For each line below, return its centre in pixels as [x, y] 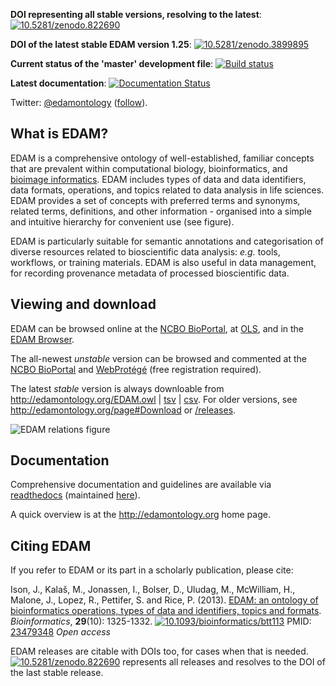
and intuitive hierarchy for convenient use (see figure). [122, 221]
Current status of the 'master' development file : [112, 63]
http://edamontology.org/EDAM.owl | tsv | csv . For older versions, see [154, 399]
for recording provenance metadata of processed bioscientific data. [150, 273]
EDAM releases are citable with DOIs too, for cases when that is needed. [159, 651]
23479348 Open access [60, 632]
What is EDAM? [59, 134]
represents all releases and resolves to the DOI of [224, 662]
